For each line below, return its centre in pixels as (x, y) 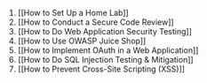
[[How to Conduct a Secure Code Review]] (96, 22)
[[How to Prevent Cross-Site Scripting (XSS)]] (101, 69)
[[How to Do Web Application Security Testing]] (105, 31)
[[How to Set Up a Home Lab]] (73, 13)
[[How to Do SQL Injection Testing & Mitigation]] (105, 60)
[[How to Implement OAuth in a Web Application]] (108, 50)
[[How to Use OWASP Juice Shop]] (82, 41)
